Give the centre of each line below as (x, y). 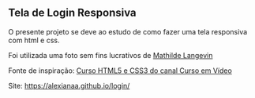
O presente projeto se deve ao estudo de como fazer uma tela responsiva (128, 31)
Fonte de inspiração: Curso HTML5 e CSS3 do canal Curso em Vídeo (120, 71)
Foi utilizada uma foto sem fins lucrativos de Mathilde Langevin (111, 55)
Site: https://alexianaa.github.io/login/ (69, 85)
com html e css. (34, 40)
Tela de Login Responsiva (72, 13)
